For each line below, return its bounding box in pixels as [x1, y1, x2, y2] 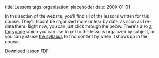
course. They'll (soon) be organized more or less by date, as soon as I [5, 19, 144, 24]
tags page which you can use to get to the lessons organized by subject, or [5, 29, 155, 34]
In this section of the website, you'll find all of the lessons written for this [5, 13, 150, 19]
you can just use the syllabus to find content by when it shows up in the [5, 34, 148, 39]
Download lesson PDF [5, 48, 49, 54]
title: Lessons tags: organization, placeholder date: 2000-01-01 [5, 4, 130, 10]
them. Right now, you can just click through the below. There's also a [14, 23, 152, 29]
